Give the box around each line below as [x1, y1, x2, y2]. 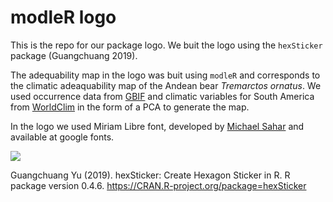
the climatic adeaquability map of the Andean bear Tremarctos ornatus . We [10, 79, 322, 91]
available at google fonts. [10, 131, 115, 143]
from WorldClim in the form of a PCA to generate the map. [10, 101, 250, 113]
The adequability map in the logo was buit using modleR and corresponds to [10, 69, 321, 81]
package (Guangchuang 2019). [10, 49, 138, 61]
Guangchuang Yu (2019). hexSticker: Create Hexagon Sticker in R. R [10, 169, 291, 181]
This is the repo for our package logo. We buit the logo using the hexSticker [10, 39, 323, 51]
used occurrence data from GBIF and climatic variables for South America [10, 90, 315, 102]
